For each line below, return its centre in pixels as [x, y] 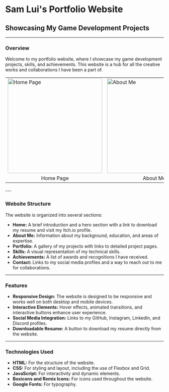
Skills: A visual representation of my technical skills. [66, 252]
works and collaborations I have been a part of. [54, 70]
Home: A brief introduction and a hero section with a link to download [84, 225]
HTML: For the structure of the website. [54, 363]
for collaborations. [31, 267]
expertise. [23, 240]
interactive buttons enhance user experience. [60, 312]
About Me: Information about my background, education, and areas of [85, 235]
